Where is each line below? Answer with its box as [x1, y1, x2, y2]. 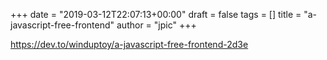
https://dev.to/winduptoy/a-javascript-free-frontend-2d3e [10, 39, 249, 50]
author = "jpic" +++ [116, 19, 197, 31]
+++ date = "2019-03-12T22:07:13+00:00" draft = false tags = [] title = [10, 9, 302, 20]
